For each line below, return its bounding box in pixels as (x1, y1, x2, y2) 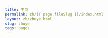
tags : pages (5, 26, 30, 31)
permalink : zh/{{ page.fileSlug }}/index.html (5, 12, 104, 17)
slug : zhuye (5, 21, 30, 26)
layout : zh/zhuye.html (5, 16, 52, 21)
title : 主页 (5, 7, 28, 12)
